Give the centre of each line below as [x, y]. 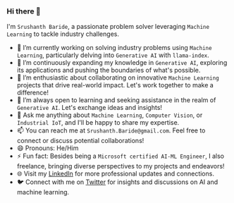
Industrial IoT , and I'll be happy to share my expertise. [98, 123]
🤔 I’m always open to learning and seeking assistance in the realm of [116, 100]
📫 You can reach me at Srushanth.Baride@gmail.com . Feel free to [111, 130]
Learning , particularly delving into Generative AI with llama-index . [113, 55]
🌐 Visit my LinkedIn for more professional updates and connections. [115, 174]
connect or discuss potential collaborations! [80, 141]
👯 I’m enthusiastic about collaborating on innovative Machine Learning [118, 78]
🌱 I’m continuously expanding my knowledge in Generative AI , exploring [122, 63]
